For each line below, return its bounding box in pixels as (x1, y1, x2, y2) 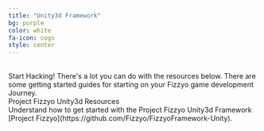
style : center (8, 41, 56, 49)
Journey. (8, 88, 37, 98)
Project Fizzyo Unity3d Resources (8, 97, 120, 106)
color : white (8, 26, 52, 34)
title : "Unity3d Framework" (8, 11, 102, 20)
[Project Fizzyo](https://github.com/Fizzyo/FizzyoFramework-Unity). (8, 114, 233, 123)
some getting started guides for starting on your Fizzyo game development (8, 80, 254, 90)
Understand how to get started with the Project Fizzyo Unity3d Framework (8, 105, 252, 115)
